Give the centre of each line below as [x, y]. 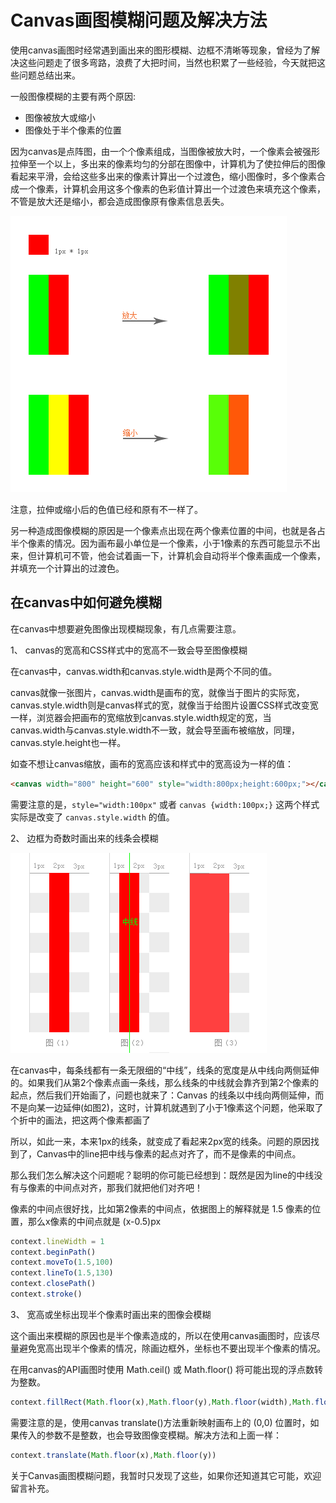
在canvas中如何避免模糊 [86, 602]
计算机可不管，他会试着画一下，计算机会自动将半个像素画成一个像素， [181, 555]
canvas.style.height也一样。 [68, 742]
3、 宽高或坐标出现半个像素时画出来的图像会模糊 [111, 1314]
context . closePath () [53, 1284]
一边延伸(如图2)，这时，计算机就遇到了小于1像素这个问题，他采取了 [184, 1107]
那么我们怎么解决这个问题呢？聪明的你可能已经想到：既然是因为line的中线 [162, 1175]
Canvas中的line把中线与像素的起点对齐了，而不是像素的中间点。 [169, 1153]
